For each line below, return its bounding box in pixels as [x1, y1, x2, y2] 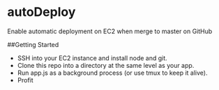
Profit [17, 75, 33, 84]
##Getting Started [7, 40, 59, 48]
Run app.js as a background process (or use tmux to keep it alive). [17, 69, 208, 77]
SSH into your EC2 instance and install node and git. [17, 53, 167, 62]
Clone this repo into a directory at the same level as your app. [17, 61, 195, 69]
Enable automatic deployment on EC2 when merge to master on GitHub [7, 27, 213, 35]
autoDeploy [7, 4, 76, 20]
